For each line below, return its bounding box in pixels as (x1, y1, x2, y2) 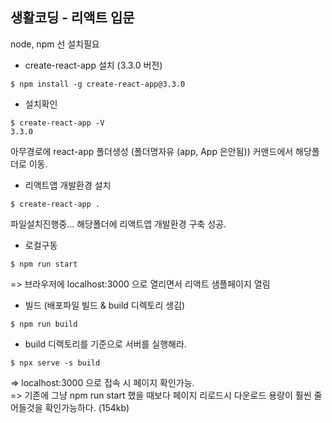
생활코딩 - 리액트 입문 (10, 9, 135, 27)
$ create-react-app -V (10, 118, 105, 128)
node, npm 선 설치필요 (10, 38, 100, 50)
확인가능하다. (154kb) (44, 401, 130, 413)
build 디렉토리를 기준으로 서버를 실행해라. (24, 338, 187, 350)
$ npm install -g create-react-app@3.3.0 (10, 79, 186, 89)
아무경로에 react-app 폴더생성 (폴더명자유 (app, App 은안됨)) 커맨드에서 (10, 145, 294, 157)
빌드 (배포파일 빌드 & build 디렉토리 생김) (24, 299, 186, 311)
